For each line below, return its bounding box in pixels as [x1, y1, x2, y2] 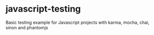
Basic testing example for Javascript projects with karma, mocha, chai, [5, 19, 150, 25]
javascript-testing [5, 3, 81, 15]
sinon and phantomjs [5, 24, 48, 30]
